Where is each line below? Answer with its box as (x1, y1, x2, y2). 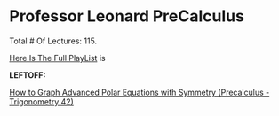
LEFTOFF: (9, 69, 46, 81)
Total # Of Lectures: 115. (9, 35, 98, 46)
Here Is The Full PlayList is (9, 52, 106, 63)
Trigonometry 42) (9, 96, 74, 107)
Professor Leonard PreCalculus (9, 6, 244, 27)
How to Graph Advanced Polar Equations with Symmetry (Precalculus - (9, 87, 270, 97)
